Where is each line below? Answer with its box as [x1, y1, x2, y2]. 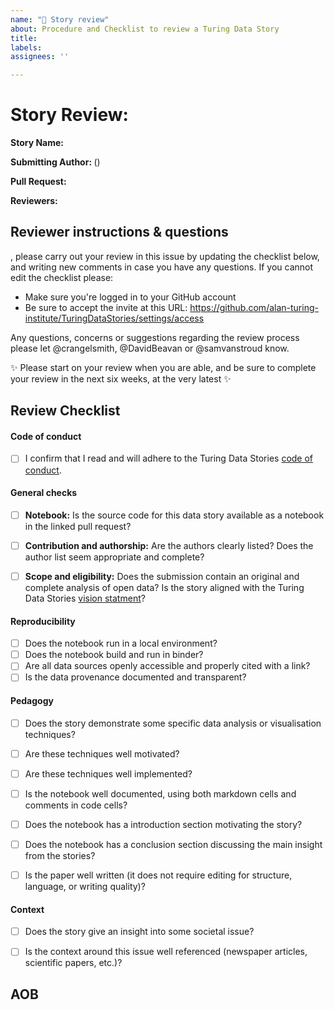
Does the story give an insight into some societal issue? [24, 926, 255, 938]
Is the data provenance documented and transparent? [24, 671, 247, 683]
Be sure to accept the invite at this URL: [24, 301, 188, 313]
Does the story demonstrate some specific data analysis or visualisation [24, 717, 322, 729]
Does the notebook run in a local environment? [24, 637, 218, 650]
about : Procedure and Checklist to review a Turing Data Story [10, 24, 280, 34]
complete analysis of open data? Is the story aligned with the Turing [24, 581, 305, 593]
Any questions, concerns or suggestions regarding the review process [10, 331, 300, 343]
